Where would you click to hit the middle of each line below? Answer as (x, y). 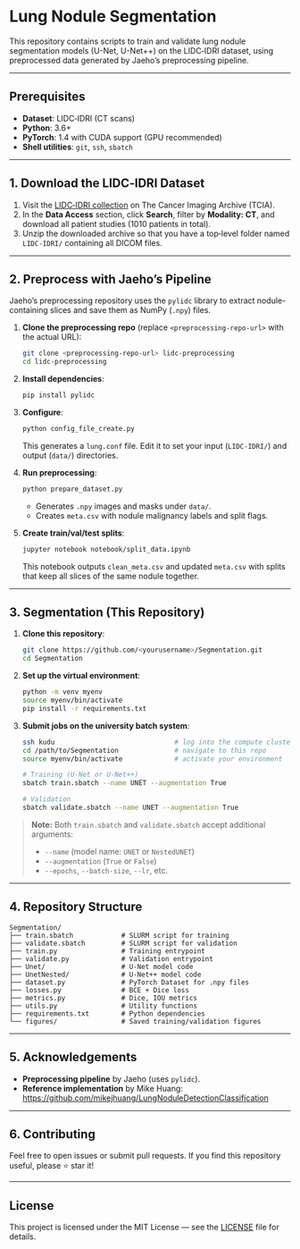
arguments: (52, 834)
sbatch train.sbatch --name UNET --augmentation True (124, 783)
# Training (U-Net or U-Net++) (80, 775)
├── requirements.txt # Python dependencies (107, 1013)
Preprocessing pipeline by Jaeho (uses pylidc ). (111, 1078)
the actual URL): (52, 337)
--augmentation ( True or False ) (100, 861)
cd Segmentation (52, 659)
